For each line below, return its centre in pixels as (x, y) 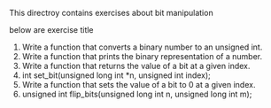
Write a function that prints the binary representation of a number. (142, 56)
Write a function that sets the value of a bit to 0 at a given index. (139, 85)
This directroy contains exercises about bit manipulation (112, 13)
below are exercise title (52, 30)
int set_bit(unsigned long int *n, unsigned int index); (116, 75)
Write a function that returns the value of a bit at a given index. (136, 66)
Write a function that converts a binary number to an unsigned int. (142, 47)
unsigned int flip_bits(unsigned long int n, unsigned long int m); (137, 94)
